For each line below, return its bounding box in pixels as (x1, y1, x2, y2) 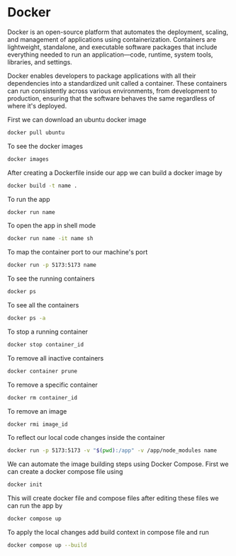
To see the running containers (7, 274, 95, 283)
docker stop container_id (7, 341, 84, 348)
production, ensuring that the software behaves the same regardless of (7, 93, 215, 103)
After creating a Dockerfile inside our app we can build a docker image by (7, 168, 223, 177)
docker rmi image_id (7, 421, 69, 428)
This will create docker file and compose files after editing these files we (7, 494, 219, 503)
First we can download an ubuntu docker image (7, 115, 147, 124)
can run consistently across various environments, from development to (7, 86, 218, 95)
